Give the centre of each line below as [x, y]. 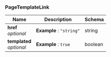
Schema [94, 20]
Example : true [53, 45]
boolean [94, 45]
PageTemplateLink [27, 7]
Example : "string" [58, 31]
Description [58, 20]
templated [19, 41]
